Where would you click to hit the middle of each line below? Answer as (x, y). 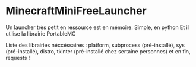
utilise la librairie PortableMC (41, 33)
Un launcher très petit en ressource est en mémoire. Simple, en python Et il (97, 27)
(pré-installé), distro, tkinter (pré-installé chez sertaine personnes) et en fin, (98, 51)
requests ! (18, 58)
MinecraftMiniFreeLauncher (76, 11)
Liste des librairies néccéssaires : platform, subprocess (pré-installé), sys (95, 45)
